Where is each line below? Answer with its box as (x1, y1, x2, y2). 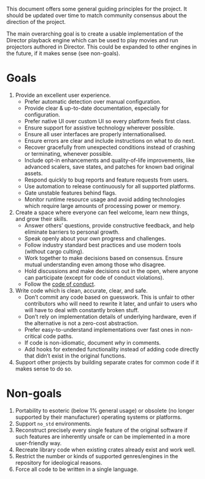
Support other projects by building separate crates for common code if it (15, 358, 199, 366)
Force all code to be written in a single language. (15, 466, 139, 473)
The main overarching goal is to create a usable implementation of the (6, 30, 184, 37)
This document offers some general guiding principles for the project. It (6, 6, 187, 12)
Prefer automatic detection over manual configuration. (24, 98, 161, 105)
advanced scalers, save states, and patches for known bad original (24, 163, 195, 171)
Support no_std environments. (15, 420, 92, 427)
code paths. (42, 332, 74, 340)
